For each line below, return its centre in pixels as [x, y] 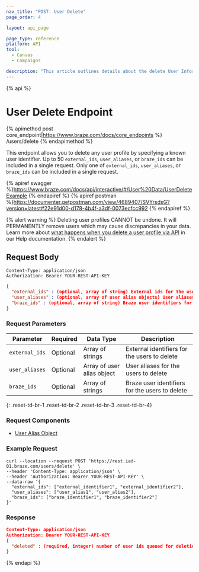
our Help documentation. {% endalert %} [56, 238]
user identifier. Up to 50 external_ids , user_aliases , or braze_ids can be [95, 159]
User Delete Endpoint [60, 112]
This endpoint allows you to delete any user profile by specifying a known [96, 152]
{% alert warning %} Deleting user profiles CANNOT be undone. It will [91, 219]
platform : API [24, 44]
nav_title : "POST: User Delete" [46, 12]
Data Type [102, 339]
